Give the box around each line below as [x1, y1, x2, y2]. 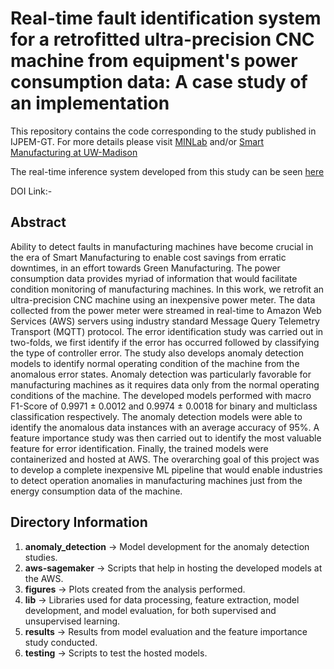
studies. [24, 551, 58, 563]
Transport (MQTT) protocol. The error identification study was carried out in [10, 325, 324, 337]
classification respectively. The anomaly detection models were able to [10, 410, 303, 422]
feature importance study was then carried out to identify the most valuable [10, 432, 322, 444]
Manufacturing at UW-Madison [10, 146, 138, 158]
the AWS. [24, 572, 64, 584]
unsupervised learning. [24, 615, 121, 627]
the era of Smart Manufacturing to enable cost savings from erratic [10, 251, 287, 263]
